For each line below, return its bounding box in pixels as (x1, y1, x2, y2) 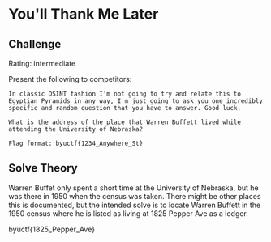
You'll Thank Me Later (8, 5, 159, 23)
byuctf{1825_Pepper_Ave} (8, 224, 96, 234)
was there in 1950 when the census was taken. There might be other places (8, 191, 261, 201)
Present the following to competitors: (8, 74, 132, 83)
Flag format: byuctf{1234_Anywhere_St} (8, 139, 144, 147)
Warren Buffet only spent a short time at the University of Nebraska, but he (8, 183, 259, 193)
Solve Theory (8, 161, 79, 175)
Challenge (8, 37, 62, 51)
